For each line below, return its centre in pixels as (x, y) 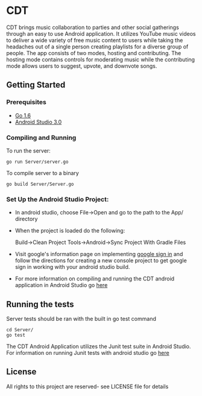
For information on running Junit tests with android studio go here (88, 353)
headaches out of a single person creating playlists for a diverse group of (97, 47)
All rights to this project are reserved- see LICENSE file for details (87, 386)
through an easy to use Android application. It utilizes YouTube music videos (101, 33)
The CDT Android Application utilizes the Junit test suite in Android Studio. (99, 346)
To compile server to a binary (43, 173)
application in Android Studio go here (61, 285)
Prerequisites (26, 102)
